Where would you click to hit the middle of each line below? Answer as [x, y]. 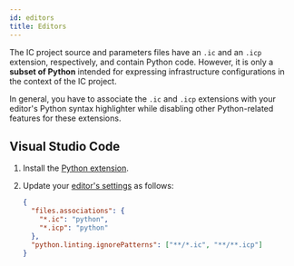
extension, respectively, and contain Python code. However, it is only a [142, 62]
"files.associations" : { [78, 211]
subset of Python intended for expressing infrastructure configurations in [147, 71]
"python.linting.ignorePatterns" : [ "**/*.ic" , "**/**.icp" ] [147, 245]
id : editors [32, 18]
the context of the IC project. [63, 81]
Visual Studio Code [65, 146]
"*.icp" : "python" [74, 228]
